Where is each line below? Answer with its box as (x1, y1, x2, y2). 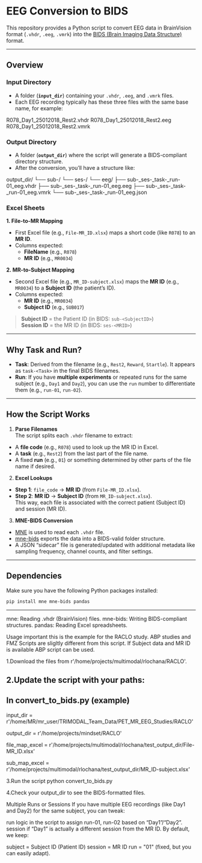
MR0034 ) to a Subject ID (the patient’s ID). (14, 284, 116, 291)
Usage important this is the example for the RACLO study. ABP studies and (6, 633, 191, 640)
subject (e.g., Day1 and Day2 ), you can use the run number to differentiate (14, 380, 195, 387)
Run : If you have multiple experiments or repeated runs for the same (14, 373, 188, 381)
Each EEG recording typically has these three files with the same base (14, 98, 189, 105)
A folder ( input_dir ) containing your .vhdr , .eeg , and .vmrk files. (14, 92, 174, 99)
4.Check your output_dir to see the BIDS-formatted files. (6, 789, 145, 796)
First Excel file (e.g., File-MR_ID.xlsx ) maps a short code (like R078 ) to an (14, 229, 196, 236)
